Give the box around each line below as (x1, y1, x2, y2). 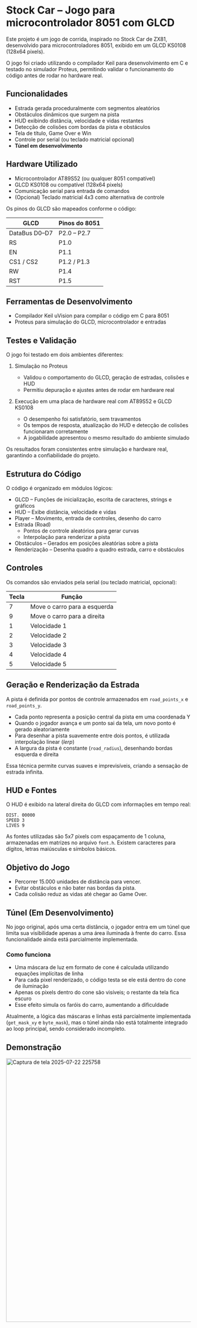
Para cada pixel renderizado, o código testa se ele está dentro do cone (14, 976, 186, 983)
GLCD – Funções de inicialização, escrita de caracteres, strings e (14, 496, 172, 503)
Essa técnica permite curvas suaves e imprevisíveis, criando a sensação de (6, 762, 189, 769)
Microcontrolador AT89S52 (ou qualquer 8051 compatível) (14, 175, 155, 182)
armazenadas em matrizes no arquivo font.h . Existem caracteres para (6, 839, 176, 846)
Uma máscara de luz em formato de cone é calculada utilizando (14, 964, 169, 971)
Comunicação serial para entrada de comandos (14, 187, 130, 194)
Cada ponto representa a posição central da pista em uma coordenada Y (14, 713, 191, 720)
